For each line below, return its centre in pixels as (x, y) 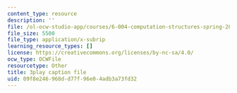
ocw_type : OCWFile (34, 59)
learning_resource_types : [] (50, 46)
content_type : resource (42, 14)
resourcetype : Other (38, 66)
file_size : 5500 (31, 33)
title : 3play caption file (47, 72)
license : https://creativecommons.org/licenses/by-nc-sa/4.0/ (101, 53)
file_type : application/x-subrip (56, 40)
